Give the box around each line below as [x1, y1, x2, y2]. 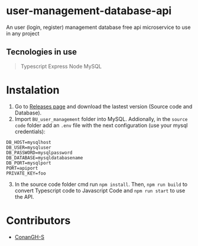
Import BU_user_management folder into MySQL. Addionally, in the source [14, 115, 188, 122]
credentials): [14, 128, 46, 135]
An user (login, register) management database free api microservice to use [6, 24, 191, 31]
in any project [6, 29, 40, 37]
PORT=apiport [6, 165, 38, 171]
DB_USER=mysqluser [6, 145, 51, 150]
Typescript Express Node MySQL [20, 63, 102, 70]
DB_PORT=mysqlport [6, 160, 51, 166]
